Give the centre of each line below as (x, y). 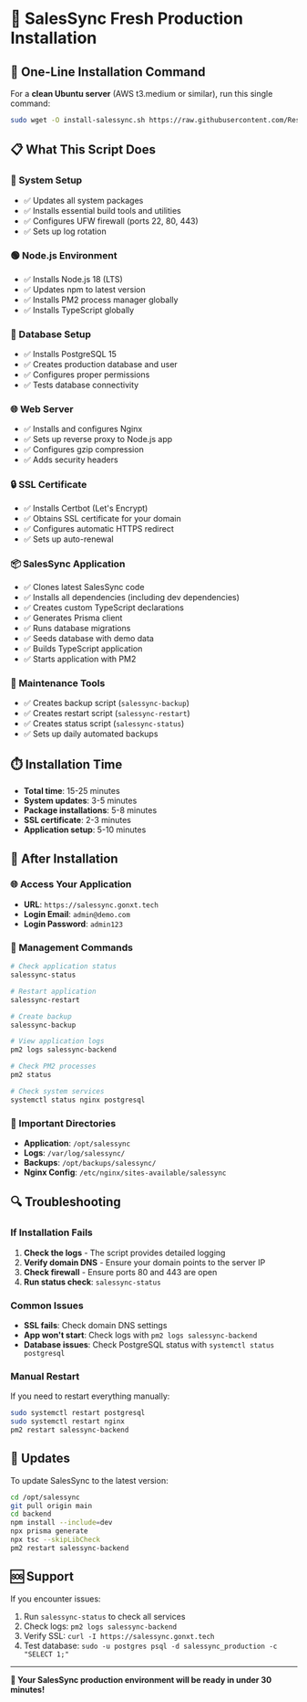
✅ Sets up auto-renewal (68, 539)
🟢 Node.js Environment (64, 256)
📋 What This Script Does (83, 150)
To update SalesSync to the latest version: (89, 1480)
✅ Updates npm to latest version (84, 289)
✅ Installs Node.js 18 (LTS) (73, 279)
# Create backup (41, 1016)
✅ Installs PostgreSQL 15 (70, 354)
